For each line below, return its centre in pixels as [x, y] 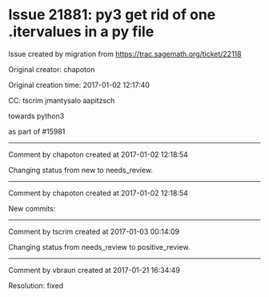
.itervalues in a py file [81, 32]
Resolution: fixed [36, 285]
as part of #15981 [37, 131]
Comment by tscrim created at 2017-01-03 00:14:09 [94, 231]
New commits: [32, 208]
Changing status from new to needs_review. [81, 170]
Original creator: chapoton [52, 69]
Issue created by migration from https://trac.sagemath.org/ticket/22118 [125, 54]
